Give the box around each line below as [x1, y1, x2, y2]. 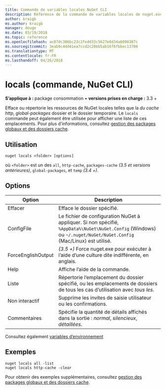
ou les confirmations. [58, 300, 108, 307]
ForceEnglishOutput [7, 252, 54, 259]
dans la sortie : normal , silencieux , [58, 314, 137, 321]
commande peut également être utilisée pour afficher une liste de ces [5, 116, 147, 122]
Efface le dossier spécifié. [58, 205, 119, 212]
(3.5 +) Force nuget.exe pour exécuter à [58, 245, 152, 252]
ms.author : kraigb [5, 21, 43, 26]
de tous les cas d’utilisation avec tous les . [58, 286, 155, 293]
